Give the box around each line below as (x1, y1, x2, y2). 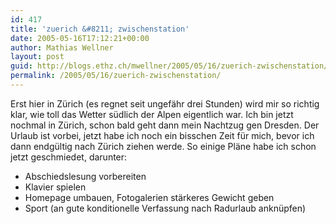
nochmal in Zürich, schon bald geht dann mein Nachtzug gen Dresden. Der (10, 119, 320, 131)
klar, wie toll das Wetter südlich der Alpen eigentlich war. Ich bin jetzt (10, 108, 294, 120)
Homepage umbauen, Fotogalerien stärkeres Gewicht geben (24, 191, 275, 203)
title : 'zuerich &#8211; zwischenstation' (10, 24, 190, 34)
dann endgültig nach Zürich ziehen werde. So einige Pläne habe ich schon (10, 140, 317, 152)
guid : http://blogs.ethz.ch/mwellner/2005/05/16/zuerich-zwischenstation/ (10, 61, 329, 71)
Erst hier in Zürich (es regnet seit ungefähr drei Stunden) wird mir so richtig (10, 97, 320, 110)
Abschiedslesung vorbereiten (24, 170, 147, 182)
